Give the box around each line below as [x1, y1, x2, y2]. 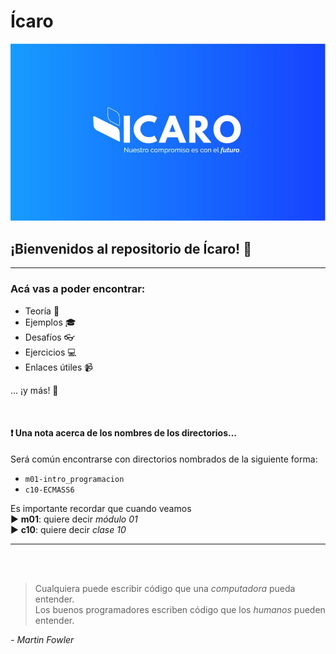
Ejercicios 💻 [24, 346, 77, 358]
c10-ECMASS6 [24, 485, 75, 495]
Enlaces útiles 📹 [24, 361, 94, 373]
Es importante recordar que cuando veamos [10, 502, 192, 514]
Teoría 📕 [24, 305, 60, 317]
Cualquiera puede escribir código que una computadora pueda [34, 582, 296, 594]
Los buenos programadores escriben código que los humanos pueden [34, 603, 326, 615]
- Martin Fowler [10, 633, 75, 645]
